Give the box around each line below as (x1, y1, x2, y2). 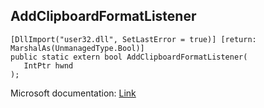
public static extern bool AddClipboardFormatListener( (10, 52, 248, 62)
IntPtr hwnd (23, 60, 74, 71)
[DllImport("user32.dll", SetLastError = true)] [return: (10, 34, 257, 44)
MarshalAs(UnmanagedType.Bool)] (10, 43, 145, 53)
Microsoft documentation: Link (10, 87, 137, 99)
